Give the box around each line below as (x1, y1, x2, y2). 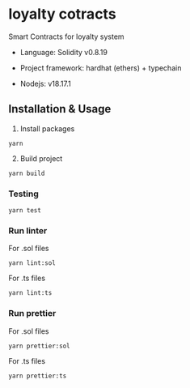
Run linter (8, 224, 48, 236)
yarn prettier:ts (8, 372, 67, 380)
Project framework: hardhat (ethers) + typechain (19, 62, 182, 73)
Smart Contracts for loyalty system (8, 32, 125, 41)
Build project (19, 153, 63, 163)
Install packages (19, 123, 75, 134)
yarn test (8, 207, 42, 215)
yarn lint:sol (8, 259, 57, 267)
